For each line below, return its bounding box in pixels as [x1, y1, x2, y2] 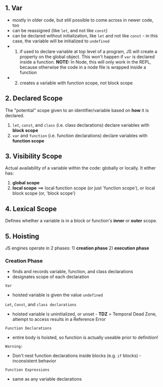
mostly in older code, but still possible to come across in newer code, [12, 17, 154, 23]
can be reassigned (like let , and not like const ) [12, 27, 108, 34]
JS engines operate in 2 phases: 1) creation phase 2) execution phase [5, 245, 150, 251]
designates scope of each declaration [12, 274, 90, 280]
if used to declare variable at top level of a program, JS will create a [19, 48, 158, 54]
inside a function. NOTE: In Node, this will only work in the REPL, [19, 59, 152, 65]
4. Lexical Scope [5, 205, 57, 213]
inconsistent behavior [12, 358, 57, 364]
